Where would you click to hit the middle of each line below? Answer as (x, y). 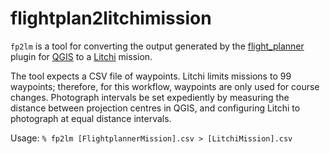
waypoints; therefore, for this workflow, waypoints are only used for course (165, 86)
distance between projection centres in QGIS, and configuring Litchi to (155, 108)
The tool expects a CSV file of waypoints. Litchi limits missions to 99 (151, 76)
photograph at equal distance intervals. (91, 118)
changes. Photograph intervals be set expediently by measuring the (150, 97)
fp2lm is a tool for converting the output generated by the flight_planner (157, 46)
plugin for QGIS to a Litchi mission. (81, 56)
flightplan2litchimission (111, 18)
